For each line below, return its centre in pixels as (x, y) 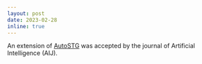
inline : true (26, 26)
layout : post (26, 13)
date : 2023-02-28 (32, 20)
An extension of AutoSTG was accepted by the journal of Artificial (101, 46)
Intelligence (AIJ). (32, 53)
